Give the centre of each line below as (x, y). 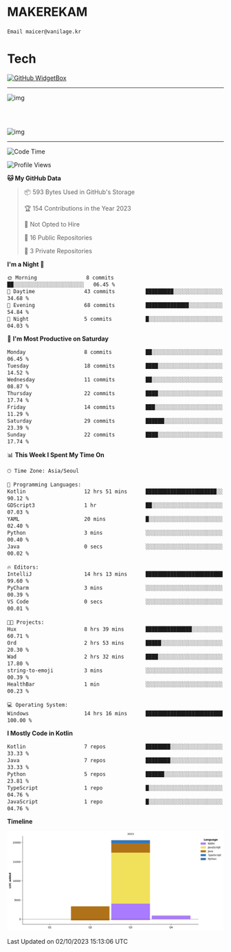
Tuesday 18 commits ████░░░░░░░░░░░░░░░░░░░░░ (115, 366)
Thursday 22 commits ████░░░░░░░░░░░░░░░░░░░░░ (115, 393)
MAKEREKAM (47, 12)
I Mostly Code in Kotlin (40, 733)
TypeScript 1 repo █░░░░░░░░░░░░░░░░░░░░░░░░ (115, 788)
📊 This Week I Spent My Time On (56, 454)
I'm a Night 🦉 (26, 264)
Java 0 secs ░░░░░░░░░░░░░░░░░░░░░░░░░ (115, 547)
